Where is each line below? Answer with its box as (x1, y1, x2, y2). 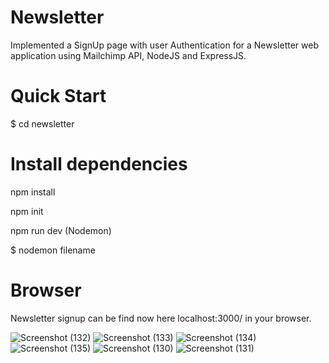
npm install (10, 186, 56, 198)
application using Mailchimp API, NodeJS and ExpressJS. (10, 49, 247, 61)
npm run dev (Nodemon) (10, 224, 112, 236)
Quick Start (10, 85, 107, 108)
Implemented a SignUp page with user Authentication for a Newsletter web (10, 39, 319, 51)
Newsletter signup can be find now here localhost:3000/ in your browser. (10, 312, 312, 324)
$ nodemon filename (10, 244, 96, 256)
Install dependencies (10, 153, 188, 176)
